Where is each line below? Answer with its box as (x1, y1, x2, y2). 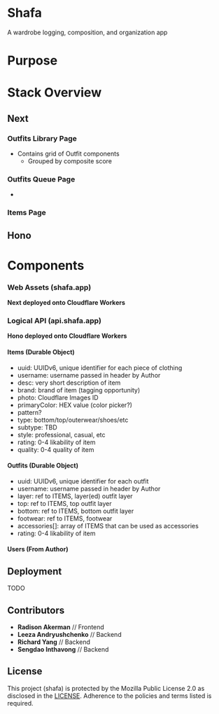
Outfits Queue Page (7, 174, 76, 184)
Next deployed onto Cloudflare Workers (7, 298, 126, 307)
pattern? (17, 408, 42, 416)
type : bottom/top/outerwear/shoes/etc (17, 416, 129, 424)
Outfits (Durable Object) (7, 461, 79, 470)
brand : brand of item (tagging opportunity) (17, 385, 141, 394)
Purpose (7, 53, 58, 69)
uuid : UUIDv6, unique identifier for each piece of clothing (17, 363, 183, 372)
